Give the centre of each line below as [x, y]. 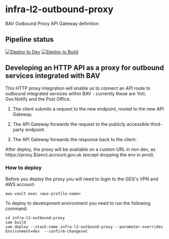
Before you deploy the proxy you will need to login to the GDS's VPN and [82, 179]
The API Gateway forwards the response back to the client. [75, 139]
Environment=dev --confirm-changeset [46, 231]
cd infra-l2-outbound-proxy [35, 218]
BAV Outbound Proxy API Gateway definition [52, 23]
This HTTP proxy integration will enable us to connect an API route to [78, 88]
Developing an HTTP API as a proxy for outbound [85, 68]
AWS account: [20, 184]
